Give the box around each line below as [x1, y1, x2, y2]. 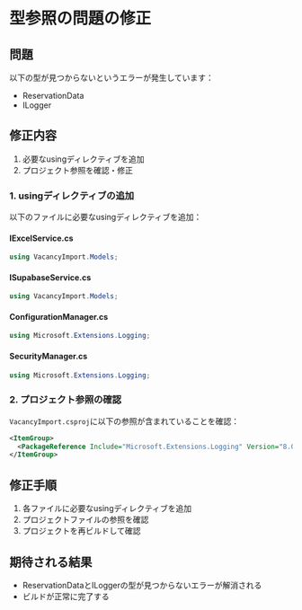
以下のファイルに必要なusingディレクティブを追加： [9, 212, 202, 223]
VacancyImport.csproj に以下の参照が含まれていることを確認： [9, 415, 240, 427]
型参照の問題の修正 [9, 8, 152, 29]
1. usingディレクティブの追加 [9, 190, 135, 202]
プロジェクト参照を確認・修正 [22, 164, 133, 175]
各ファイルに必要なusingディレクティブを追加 [22, 503, 191, 514]
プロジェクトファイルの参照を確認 [22, 514, 149, 526]
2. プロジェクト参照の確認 [9, 393, 122, 406]
